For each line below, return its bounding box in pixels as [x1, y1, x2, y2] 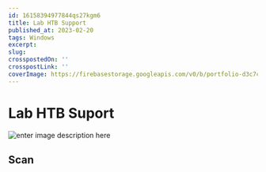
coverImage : [8, 70, 47, 78]
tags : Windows [8, 33, 55, 42]
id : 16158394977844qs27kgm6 [8, 11, 101, 20]
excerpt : [8, 41, 37, 49]
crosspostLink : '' [8, 63, 69, 71]
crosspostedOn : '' [8, 56, 69, 64]
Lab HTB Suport [8, 104, 115, 122]
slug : [8, 48, 26, 56]
